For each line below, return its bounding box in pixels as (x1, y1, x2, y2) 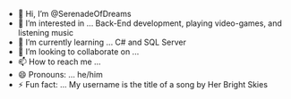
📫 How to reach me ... (17, 56, 101, 67)
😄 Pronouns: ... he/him (17, 70, 103, 79)
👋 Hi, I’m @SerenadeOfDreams (17, 9, 132, 19)
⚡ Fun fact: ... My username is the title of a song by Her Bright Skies (17, 79, 269, 89)
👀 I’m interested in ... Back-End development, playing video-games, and (17, 18, 282, 29)
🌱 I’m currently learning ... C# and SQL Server (17, 37, 186, 47)
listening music (17, 28, 74, 37)
